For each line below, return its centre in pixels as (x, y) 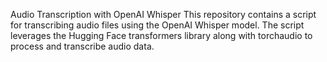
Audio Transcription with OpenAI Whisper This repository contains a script (163, 14)
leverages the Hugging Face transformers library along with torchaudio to (161, 35)
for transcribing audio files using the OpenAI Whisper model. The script (157, 25)
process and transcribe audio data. (82, 46)
